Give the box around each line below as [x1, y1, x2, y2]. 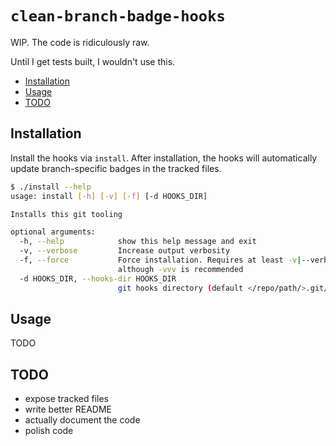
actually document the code [24, 414, 141, 426]
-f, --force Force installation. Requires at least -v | [19, 255, 302, 265]
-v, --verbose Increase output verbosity [19, 246, 230, 256]
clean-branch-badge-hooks [10, 7, 226, 26]
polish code [24, 425, 74, 437]
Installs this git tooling [10, 209, 123, 219]
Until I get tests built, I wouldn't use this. [10, 55, 176, 67]
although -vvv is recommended [117, 264, 244, 274]
